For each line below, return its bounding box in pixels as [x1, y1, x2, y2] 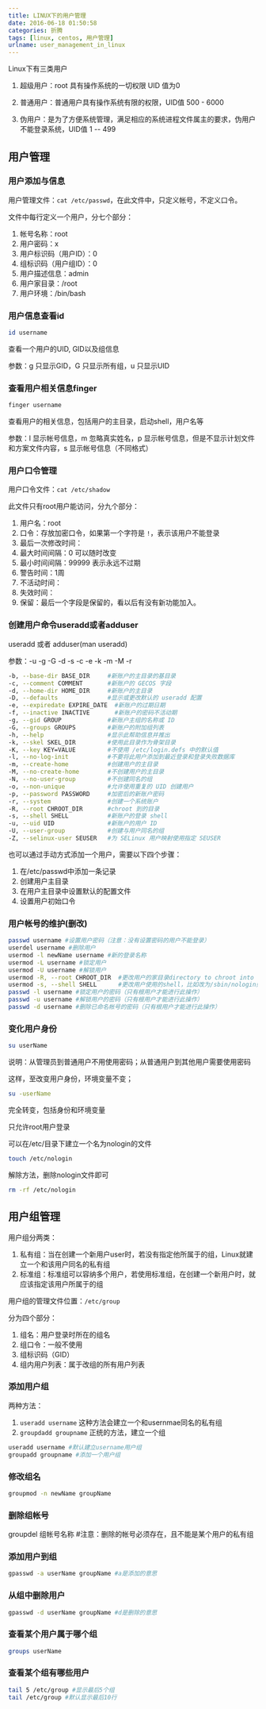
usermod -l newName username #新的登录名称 [8, 951, 146, 959]
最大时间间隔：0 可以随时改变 [19, 548, 117, 558]
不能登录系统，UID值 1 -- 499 [19, 125, 116, 134]
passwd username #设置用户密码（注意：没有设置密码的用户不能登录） [8, 937, 211, 945]
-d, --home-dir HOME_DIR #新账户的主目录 [8, 687, 153, 695]
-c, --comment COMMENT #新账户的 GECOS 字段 [8, 679, 172, 687]
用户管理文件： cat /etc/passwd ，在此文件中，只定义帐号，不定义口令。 [8, 195, 242, 205]
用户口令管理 [8, 465, 58, 476]
